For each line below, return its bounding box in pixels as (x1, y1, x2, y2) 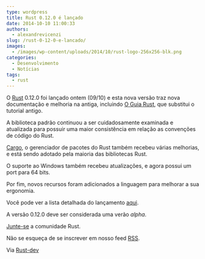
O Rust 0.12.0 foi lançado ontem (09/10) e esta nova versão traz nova (6, 94, 181, 102)
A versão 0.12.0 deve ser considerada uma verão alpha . (6, 211, 147, 218)
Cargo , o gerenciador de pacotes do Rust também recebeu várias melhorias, (6, 144, 199, 151)
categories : (6, 54, 37, 61)
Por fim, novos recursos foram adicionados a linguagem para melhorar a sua (6, 181, 199, 188)
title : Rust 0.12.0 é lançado (6, 15, 84, 21)
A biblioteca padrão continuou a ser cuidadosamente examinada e (6, 119, 174, 126)
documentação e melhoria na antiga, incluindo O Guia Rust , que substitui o (6, 100, 195, 108)
